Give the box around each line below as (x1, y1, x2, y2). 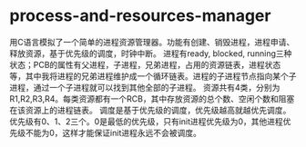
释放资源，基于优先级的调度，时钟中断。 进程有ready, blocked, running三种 (9, 47, 292, 59)
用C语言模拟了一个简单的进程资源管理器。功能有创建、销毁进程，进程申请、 (9, 36, 295, 47)
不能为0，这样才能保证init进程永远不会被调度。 (25, 127, 202, 138)
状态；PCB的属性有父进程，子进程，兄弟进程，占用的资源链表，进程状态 (9, 59, 281, 70)
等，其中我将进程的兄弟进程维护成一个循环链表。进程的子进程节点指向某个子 (9, 70, 297, 82)
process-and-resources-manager (9, 5, 271, 26)
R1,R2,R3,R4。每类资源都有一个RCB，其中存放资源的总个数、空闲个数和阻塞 (9, 93, 295, 104)
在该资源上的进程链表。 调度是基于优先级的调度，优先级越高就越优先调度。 (9, 104, 291, 115)
